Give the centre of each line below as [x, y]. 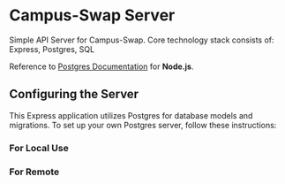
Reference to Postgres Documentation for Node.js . [101, 66]
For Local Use [39, 148]
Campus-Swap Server [92, 15]
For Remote [34, 172]
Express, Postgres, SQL [52, 49]
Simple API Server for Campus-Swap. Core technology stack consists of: [142, 40]
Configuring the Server [74, 94]
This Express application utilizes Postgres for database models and [131, 115]
